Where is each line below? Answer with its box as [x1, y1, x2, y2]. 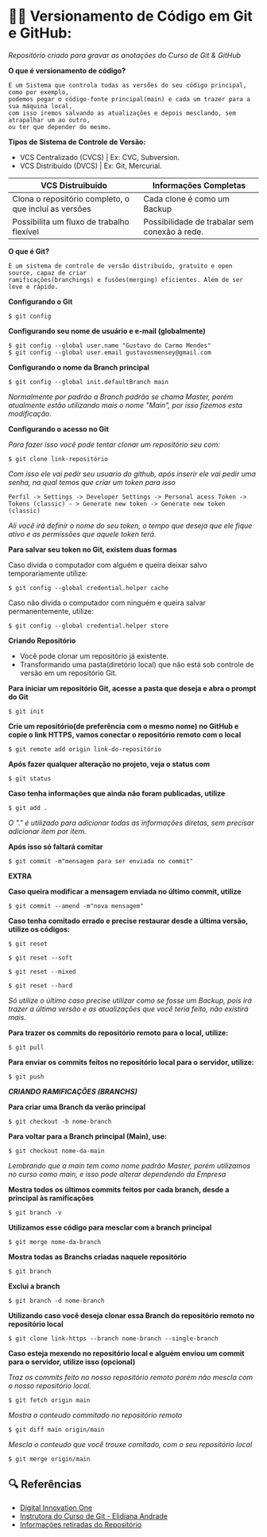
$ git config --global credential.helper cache [8, 584, 169, 592]
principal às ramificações [8, 1193, 94, 1203]
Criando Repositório [8, 636, 76, 645]
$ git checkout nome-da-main [8, 1147, 105, 1155]
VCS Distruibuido [41, 179, 107, 190]
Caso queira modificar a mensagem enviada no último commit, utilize [8, 886, 242, 896]
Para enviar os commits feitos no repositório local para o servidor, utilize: [8, 1057, 254, 1066]
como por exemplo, [8, 88, 69, 96]
